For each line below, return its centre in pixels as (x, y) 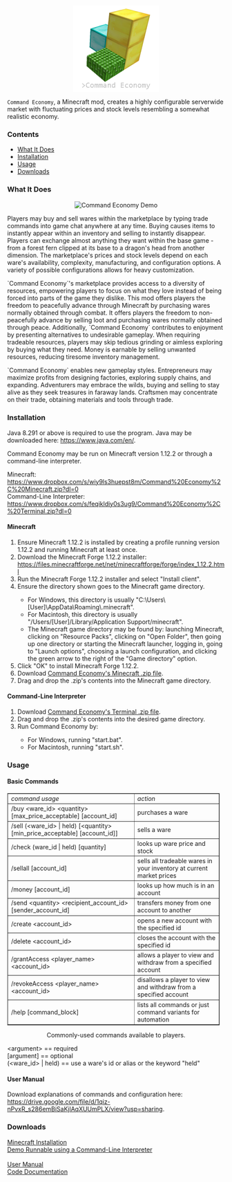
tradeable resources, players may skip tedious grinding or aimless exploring (115, 342)
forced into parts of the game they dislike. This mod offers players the (106, 298)
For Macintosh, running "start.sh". (76, 747)
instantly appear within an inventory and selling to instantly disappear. (106, 233)
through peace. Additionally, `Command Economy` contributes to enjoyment (115, 328)
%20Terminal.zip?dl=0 (39, 511)
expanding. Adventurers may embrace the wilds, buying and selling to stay (113, 385)
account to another (164, 910)
